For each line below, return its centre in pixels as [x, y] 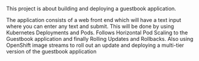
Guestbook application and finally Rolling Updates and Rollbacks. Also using [100, 39]
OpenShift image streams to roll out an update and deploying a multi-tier [95, 45]
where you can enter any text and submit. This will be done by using [90, 26]
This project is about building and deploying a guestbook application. [91, 9]
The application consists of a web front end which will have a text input [94, 20]
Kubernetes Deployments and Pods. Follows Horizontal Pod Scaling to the [97, 33]
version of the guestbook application [51, 52]
